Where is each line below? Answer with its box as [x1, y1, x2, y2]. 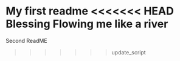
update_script [111, 48, 147, 56]
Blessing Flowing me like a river [5, 17, 168, 31]
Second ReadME [5, 37, 47, 44]
